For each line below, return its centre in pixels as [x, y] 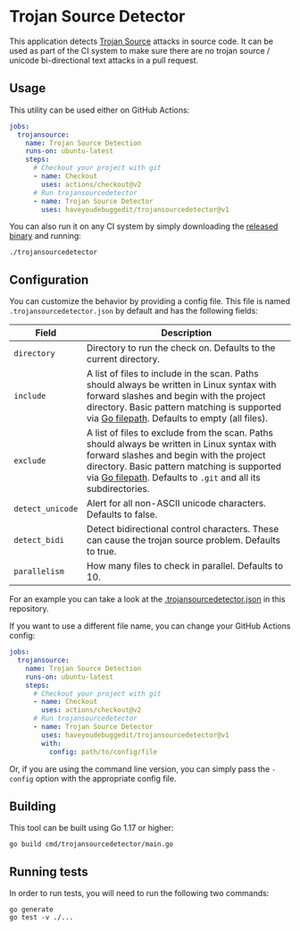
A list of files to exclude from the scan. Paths [180, 433]
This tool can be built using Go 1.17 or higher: [92, 828]
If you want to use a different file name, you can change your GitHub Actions [150, 626]
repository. [29, 609]
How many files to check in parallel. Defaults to [185, 566]
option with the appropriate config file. [106, 778]
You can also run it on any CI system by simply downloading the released [144, 226]
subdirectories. [118, 489]
